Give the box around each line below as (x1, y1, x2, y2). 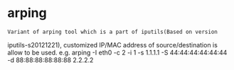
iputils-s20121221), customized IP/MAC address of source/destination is (7, 40, 218, 49)
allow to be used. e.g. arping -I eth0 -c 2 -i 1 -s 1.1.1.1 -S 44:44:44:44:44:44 (7, 48, 228, 57)
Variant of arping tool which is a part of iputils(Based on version (7, 28, 218, 35)
